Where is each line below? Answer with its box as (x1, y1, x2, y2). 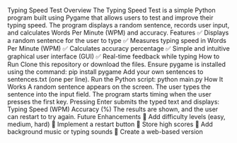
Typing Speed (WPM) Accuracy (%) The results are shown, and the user (7, 105, 219, 113)
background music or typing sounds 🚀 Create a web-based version (7, 128, 203, 136)
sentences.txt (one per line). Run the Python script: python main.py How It (7, 75, 224, 83)
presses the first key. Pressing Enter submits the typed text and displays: (7, 98, 220, 106)
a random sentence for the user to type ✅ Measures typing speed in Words (7, 37, 226, 44)
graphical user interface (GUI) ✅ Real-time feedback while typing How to (7, 52, 220, 61)
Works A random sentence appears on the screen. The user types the (7, 82, 211, 91)
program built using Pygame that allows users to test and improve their (7, 13, 214, 22)
